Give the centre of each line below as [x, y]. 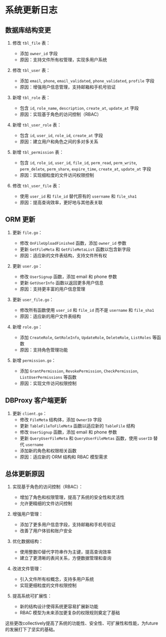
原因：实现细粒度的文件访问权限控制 [57, 175]
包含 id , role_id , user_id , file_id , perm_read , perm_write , [79, 163]
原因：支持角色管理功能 [44, 350]
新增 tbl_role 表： [31, 98]
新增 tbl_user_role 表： [37, 125]
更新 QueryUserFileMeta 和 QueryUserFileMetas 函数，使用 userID [86, 438]
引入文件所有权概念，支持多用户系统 [57, 579]
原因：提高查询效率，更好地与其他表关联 [61, 202]
